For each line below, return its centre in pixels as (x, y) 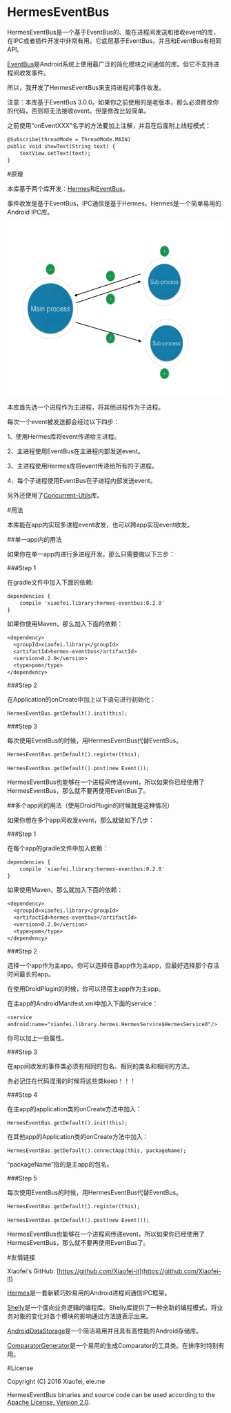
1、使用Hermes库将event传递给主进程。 (64, 436)
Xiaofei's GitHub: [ (33, 1271)
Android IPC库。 (30, 212)
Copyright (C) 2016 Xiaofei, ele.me (56, 1381)
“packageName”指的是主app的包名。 (60, 1164)
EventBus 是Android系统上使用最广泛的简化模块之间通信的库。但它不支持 (110, 64)
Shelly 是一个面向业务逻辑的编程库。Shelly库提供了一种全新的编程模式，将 (112, 1307)
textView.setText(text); (55, 153)
